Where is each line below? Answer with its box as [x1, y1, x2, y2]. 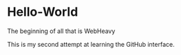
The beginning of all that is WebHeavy [7, 27, 116, 35]
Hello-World [7, 4, 78, 20]
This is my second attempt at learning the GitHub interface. [7, 40, 175, 48]
